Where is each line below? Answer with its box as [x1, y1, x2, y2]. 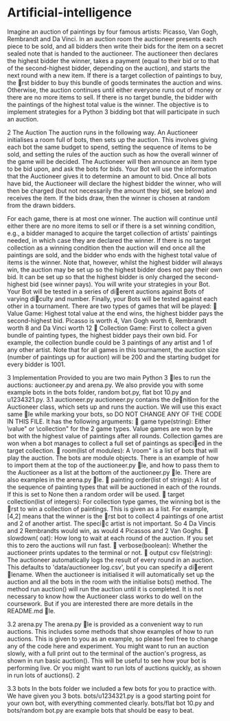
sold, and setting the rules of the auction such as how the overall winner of [7, 150, 218, 158]
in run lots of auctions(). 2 [7, 671, 80, 679]
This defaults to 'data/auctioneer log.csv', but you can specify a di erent [7, 563, 213, 571]
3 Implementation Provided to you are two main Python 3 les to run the [7, 373, 211, 381]
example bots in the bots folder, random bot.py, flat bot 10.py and [7, 388, 192, 396]
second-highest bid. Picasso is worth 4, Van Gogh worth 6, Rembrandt [7, 316, 207, 324]
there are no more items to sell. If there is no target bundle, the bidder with [7, 93, 218, 101]
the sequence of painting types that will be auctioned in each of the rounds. [7, 482, 222, 491]
